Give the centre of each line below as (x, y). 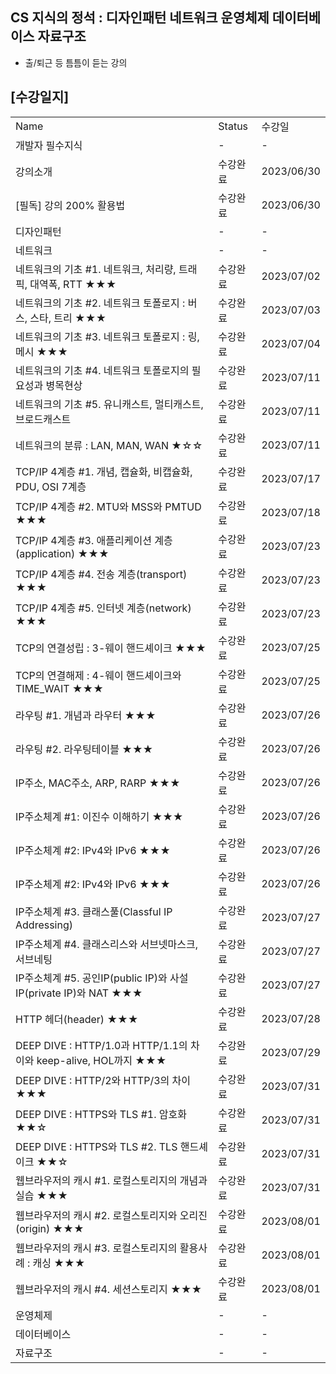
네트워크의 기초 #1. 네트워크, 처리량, (96, 269)
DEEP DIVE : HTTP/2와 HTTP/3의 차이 (103, 1080)
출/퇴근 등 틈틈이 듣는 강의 (76, 62)
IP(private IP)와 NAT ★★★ (79, 993)
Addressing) (44, 925)
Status (233, 126)
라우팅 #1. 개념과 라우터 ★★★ (86, 715)
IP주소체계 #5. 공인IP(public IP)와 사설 (102, 978)
